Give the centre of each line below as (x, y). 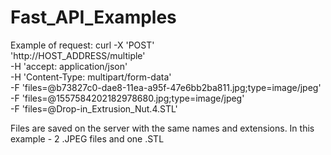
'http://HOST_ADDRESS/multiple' (78, 55)
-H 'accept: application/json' (69, 66)
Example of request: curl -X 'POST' (82, 45)
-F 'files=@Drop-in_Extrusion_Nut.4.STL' (94, 108)
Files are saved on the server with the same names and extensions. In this (162, 128)
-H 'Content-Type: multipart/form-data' (91, 77)
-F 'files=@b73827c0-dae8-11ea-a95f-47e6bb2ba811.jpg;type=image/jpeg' (166, 87)
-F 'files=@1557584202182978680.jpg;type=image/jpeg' (127, 98)
